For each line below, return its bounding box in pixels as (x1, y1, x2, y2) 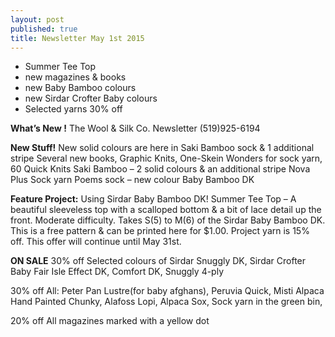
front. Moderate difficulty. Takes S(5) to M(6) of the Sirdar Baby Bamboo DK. (10, 214, 326, 226)
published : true (10, 24, 78, 34)
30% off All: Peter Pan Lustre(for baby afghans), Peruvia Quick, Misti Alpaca (10, 285, 325, 297)
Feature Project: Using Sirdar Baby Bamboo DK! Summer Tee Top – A (10, 193, 297, 205)
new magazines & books (24, 71, 127, 83)
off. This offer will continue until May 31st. (10, 236, 182, 248)
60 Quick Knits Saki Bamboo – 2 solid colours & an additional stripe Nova (10, 163, 311, 175)
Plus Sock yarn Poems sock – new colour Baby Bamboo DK (10, 174, 255, 186)
